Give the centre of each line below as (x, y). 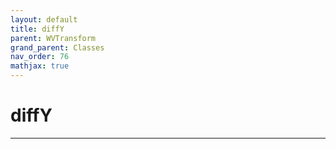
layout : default (44, 19)
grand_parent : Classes (57, 47)
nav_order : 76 (40, 57)
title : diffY (37, 29)
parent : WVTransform (53, 38)
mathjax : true (40, 66)
